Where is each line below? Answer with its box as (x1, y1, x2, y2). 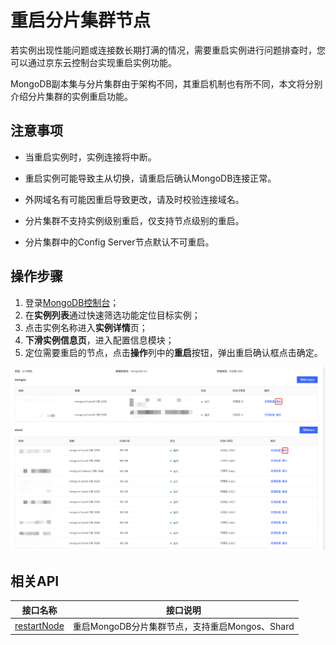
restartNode (14, 620, 65, 632)
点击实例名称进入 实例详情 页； (24, 321, 148, 333)
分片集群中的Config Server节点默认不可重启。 (24, 236, 215, 248)
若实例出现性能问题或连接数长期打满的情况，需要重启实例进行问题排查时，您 (10, 44, 326, 56)
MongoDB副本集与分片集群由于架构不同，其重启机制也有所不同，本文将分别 (10, 77, 323, 90)
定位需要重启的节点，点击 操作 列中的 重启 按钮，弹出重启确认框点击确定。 (24, 346, 323, 358)
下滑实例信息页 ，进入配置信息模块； (24, 334, 175, 346)
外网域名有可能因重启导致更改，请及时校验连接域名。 (24, 193, 245, 205)
